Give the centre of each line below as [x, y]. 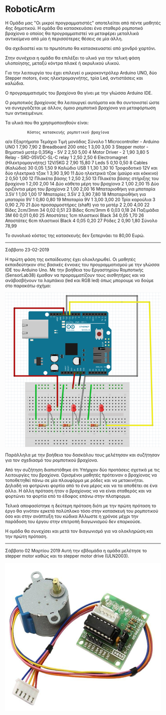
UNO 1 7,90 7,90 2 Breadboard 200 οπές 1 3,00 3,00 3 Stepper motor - [77, 147]
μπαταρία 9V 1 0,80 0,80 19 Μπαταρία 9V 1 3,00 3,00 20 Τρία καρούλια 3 [80, 199]
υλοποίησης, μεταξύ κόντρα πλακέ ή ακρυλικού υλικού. [63, 63]
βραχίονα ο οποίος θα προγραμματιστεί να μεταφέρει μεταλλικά [72, 33]
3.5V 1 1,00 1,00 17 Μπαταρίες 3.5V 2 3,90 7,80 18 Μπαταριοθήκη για [76, 194]
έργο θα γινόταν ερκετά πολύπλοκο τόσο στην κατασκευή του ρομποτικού [82, 511]
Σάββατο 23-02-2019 [27, 249]
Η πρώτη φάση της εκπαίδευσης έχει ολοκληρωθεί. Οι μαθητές [70, 259]
